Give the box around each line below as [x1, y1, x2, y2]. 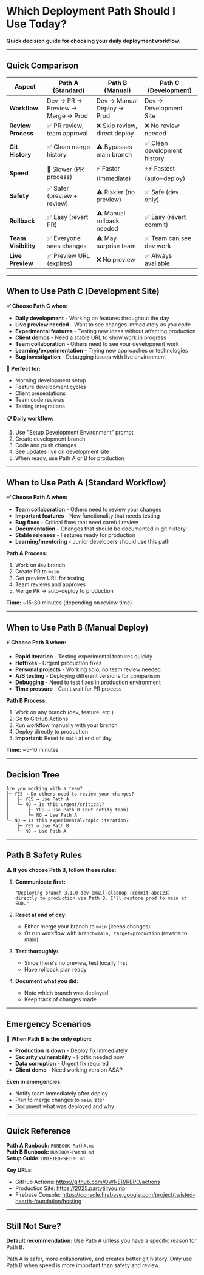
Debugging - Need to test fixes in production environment [15, 678, 161, 686]
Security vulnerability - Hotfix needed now [15, 1053, 124, 1060]
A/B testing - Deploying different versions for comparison [15, 672, 160, 680]
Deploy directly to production [15, 728, 89, 736]
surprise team [96, 242, 136, 250]
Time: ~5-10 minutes [6, 746, 59, 754]
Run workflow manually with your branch [15, 722, 118, 729]
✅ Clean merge [46, 143, 90, 151]
